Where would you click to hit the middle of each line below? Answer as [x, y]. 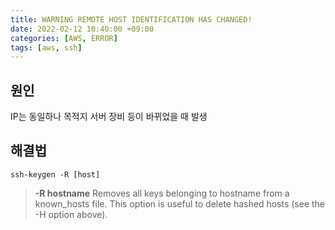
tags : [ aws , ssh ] [46, 47]
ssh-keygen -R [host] [55, 174]
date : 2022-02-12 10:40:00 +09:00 [82, 29]
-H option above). [71, 214]
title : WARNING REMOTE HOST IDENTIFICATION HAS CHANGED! [131, 19]
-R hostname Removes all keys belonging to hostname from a [162, 193]
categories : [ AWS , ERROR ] [64, 38]
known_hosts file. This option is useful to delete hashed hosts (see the [180, 203]
